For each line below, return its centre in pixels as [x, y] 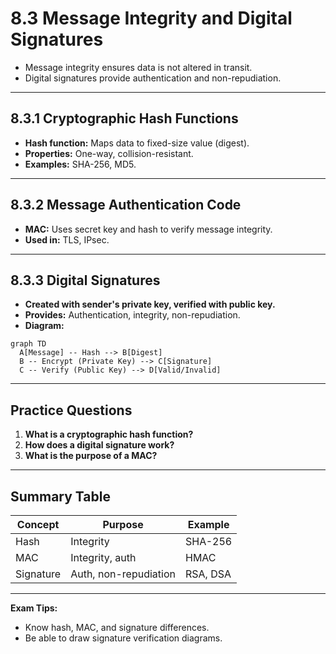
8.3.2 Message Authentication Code [126, 205]
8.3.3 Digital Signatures [85, 280]
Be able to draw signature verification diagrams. [123, 638]
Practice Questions [71, 410]
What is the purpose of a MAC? [91, 456]
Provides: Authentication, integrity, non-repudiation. [132, 315]
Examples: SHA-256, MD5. [80, 164]
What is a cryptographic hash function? [109, 434]
